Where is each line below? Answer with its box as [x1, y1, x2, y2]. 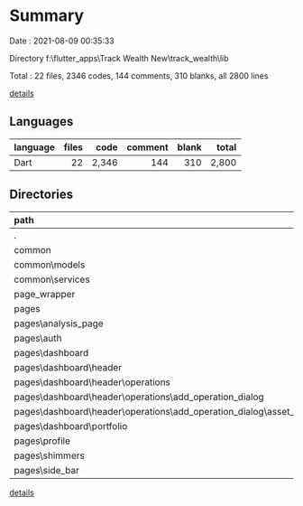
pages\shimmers [14, 449, 86, 462]
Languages [9, 114, 74, 129]
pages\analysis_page [14, 317, 104, 330]
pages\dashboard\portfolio [14, 419, 128, 432]
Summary [9, 5, 84, 26]
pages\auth [14, 332, 62, 344]
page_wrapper [14, 287, 76, 300]
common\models [14, 258, 86, 271]
